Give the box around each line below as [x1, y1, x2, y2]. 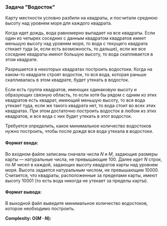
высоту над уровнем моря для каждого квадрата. [5, 20, 112, 26]
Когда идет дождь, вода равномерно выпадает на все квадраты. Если [5, 30, 156, 36]
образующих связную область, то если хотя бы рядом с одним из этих [5, 92, 157, 98]
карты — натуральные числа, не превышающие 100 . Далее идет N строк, [5, 156, 163, 162]
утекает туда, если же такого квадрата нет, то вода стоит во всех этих [5, 103, 156, 109]
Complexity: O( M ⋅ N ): [5, 215, 51, 221]
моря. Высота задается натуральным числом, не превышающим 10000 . [5, 167, 160, 173]
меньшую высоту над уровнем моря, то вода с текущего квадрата [5, 41, 148, 47]
